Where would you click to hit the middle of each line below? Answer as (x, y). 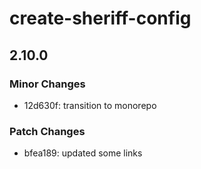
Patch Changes (47, 131)
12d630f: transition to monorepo (90, 105)
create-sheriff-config (100, 18)
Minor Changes (47, 84)
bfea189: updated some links (83, 153)
